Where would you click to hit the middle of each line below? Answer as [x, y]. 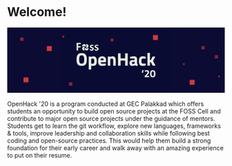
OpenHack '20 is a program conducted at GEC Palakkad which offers [106, 104]
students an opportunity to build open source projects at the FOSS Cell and [114, 111]
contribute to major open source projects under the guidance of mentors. [111, 119]
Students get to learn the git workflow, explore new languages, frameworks [114, 126]
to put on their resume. [40, 156]
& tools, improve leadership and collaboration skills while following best [109, 133]
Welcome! [37, 12]
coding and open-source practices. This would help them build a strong [109, 141]
